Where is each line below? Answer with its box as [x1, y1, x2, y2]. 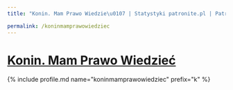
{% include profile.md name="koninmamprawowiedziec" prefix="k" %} [7, 75, 211, 84]
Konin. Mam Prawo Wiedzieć [7, 53, 176, 68]
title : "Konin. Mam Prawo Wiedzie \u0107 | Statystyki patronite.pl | [7, 10, 213, 17]
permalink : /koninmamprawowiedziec [7, 22, 110, 30]
